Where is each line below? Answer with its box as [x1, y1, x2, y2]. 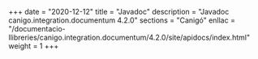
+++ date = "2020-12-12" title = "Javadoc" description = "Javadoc [8, 7, 230, 16]
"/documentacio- [8, 24, 67, 33]
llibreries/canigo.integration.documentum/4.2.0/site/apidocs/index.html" [8, 32, 250, 42]
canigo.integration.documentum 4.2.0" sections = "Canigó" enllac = [8, 15, 235, 25]
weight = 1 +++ [8, 41, 59, 51]
